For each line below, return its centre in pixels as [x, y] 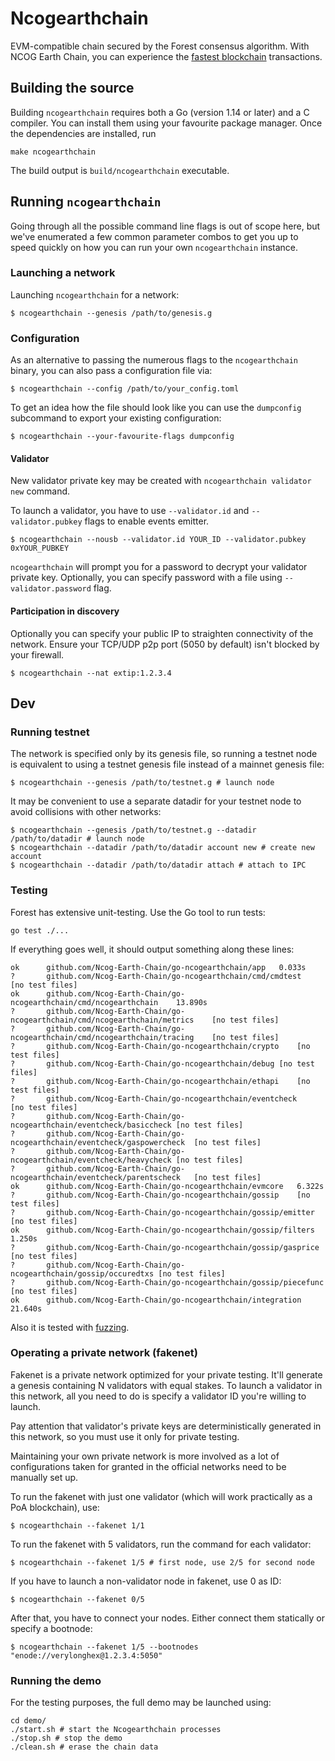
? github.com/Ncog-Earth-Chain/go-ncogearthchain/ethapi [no [160, 1081]
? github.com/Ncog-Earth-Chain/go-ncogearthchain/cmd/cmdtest [156, 976]
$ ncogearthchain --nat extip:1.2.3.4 [91, 673]
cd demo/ [28, 1721]
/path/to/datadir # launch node [77, 839]
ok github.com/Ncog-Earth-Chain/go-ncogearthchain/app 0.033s [158, 967]
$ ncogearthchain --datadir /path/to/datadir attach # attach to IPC [158, 865]
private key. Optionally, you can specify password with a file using [146, 578]
